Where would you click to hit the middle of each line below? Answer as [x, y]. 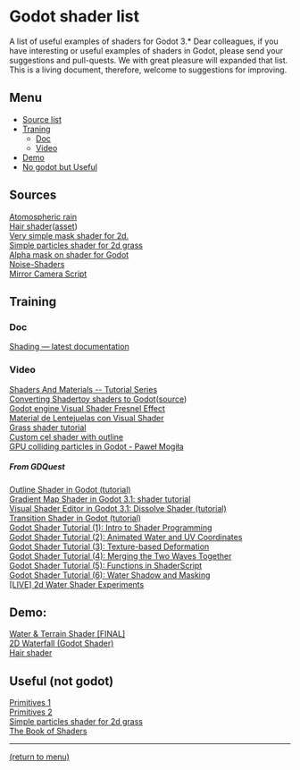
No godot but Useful [60, 166]
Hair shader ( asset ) [44, 226]
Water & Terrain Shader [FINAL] [67, 634]
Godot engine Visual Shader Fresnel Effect [87, 408]
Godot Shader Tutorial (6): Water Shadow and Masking [110, 575]
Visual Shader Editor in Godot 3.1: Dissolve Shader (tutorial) [118, 508]
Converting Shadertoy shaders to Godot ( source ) [98, 399]
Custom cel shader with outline [67, 436]
